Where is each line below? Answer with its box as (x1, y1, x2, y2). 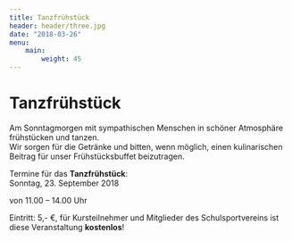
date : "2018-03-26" (9, 29, 82, 38)
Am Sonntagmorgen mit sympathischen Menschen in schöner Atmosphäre (9, 122, 284, 133)
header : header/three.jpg (9, 21, 105, 30)
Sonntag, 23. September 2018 (9, 178, 120, 188)
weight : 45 (41, 54, 82, 63)
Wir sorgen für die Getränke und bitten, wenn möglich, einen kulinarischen (9, 141, 283, 152)
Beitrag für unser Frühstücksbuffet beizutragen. (9, 151, 185, 162)
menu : (9, 37, 29, 47)
